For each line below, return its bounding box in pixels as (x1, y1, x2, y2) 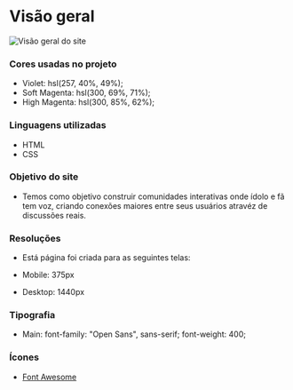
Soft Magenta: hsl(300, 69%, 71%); (21, 87, 151, 99)
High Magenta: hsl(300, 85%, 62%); (21, 97, 155, 107)
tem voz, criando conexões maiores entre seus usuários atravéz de (21, 200, 268, 211)
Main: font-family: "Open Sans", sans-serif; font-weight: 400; (21, 329, 247, 339)
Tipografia (9, 309, 56, 322)
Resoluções (9, 232, 61, 244)
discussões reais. (21, 210, 87, 220)
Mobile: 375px (21, 269, 75, 281)
